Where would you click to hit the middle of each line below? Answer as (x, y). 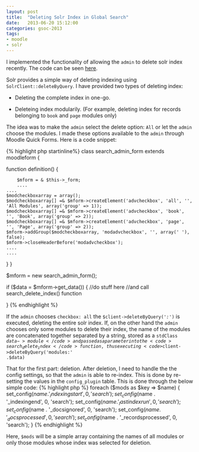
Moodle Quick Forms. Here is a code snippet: (61, 139)
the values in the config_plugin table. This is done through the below (108, 381)
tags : (13, 34)
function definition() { (32, 169)
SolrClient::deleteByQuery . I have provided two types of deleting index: (94, 86)
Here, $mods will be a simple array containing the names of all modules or (95, 437)
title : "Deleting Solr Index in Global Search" (67, 17)
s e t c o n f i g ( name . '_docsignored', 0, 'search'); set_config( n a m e (83, 410)
